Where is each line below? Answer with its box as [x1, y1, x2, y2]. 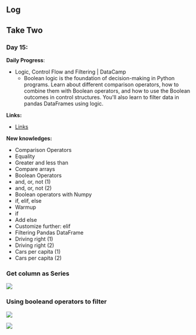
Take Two [6, 25, 43, 35]
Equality [14, 153, 35, 160]
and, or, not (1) [14, 178, 51, 185]
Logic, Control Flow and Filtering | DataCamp [14, 68, 126, 75]
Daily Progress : [6, 57, 46, 64]
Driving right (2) [14, 242, 55, 249]
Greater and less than [14, 159, 69, 166]
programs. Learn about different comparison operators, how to [23, 81, 179, 89]
